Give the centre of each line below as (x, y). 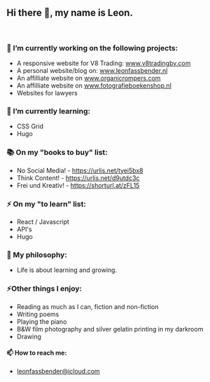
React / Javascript (43, 222)
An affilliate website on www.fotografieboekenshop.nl (94, 86)
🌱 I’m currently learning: (48, 111)
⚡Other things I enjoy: (44, 289)
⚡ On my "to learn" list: (47, 204)
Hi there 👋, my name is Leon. (70, 13)
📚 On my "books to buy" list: (57, 153)
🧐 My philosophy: (37, 254)
